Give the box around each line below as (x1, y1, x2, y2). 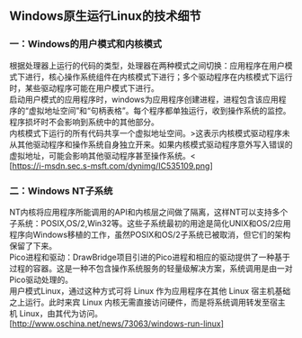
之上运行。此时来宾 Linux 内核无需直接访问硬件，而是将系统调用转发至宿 (9, 297, 279, 307)
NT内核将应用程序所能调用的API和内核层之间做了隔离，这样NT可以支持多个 (9, 206, 289, 217)
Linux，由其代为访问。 (19, 307, 103, 318)
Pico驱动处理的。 (9, 274, 74, 285)
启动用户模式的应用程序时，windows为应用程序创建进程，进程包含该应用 (9, 94, 279, 105)
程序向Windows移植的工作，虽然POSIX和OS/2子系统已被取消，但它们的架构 (9, 229, 291, 240)
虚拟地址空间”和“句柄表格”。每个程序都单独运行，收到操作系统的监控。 (28, 105, 291, 115)
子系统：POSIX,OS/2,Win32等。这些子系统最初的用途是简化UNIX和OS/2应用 (9, 217, 291, 228)
